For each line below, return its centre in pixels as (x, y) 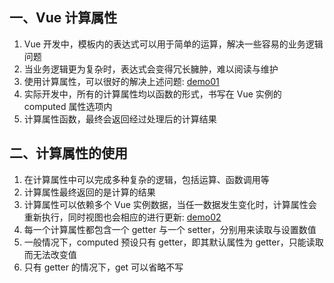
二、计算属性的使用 (68, 153)
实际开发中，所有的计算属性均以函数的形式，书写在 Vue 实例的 (152, 94)
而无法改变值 (50, 254)
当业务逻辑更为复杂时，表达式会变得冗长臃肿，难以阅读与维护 (151, 69)
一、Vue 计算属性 (63, 18)
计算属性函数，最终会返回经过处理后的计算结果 (120, 119)
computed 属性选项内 (68, 106)
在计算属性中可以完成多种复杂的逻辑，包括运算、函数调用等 (146, 179)
